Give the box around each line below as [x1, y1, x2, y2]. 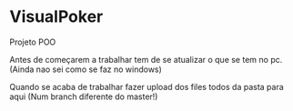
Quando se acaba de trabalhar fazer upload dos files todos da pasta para [9, 81, 284, 92]
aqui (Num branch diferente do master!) [9, 91, 158, 102]
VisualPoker [9, 6, 104, 27]
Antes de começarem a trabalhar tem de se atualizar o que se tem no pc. [9, 54, 283, 65]
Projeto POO [9, 36, 56, 47]
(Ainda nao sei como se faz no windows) [9, 64, 162, 75]
